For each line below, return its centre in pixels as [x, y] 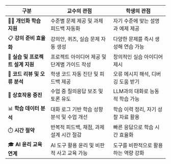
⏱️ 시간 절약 [21, 130]
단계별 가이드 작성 [71, 64]
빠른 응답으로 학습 [133, 127]
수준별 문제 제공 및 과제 [77, 21]
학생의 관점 [138, 11]
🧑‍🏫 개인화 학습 [24, 21]
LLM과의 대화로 [131, 91]
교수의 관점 [79, 11]
